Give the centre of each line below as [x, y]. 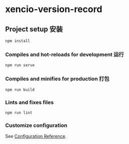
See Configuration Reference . [36, 136]
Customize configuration [36, 125]
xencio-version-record [54, 9]
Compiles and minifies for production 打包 [57, 79]
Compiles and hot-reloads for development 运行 [64, 54]
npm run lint [19, 113]
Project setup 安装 [34, 29]
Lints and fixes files [30, 102]
